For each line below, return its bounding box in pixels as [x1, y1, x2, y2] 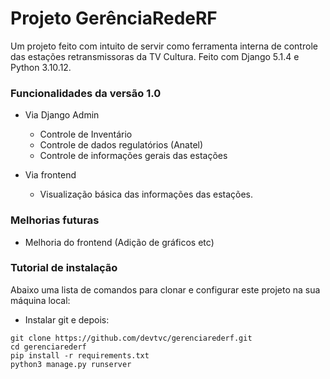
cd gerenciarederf [10, 342, 87, 352]
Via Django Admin [24, 109, 100, 121]
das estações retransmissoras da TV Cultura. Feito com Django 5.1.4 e [10, 50, 300, 62]
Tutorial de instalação [10, 261, 118, 275]
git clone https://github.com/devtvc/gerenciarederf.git [10, 333, 253, 343]
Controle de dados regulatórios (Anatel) [39, 139, 204, 151]
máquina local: [10, 294, 71, 306]
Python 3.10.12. [10, 61, 72, 73]
